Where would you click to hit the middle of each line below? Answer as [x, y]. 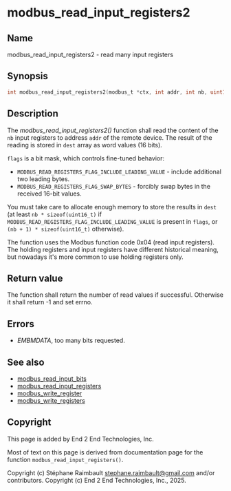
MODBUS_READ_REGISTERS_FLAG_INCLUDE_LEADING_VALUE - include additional [119, 171]
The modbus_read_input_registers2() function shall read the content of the [113, 130]
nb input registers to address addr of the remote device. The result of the [110, 137]
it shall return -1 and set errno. [50, 302]
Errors [21, 324]
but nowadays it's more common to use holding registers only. [95, 257]
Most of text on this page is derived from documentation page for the [105, 452]
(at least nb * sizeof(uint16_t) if [54, 214]
